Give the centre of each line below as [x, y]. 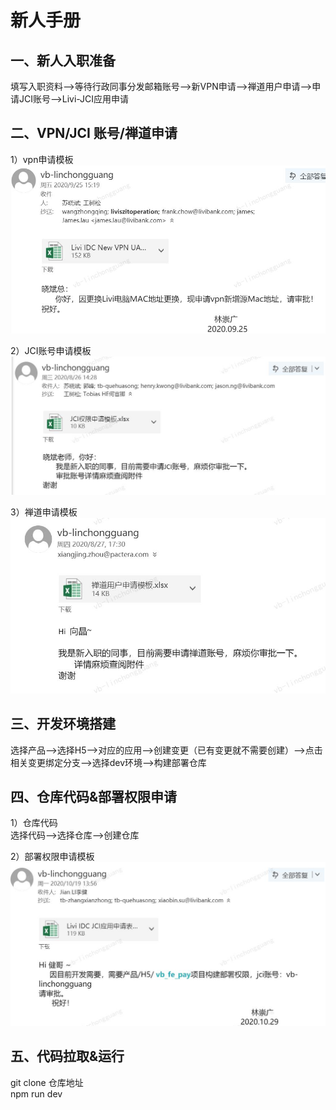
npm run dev [36, 1093]
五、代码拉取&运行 [67, 1056]
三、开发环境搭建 [63, 724]
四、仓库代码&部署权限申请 [94, 796]
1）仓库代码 [34, 823]
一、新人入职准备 [63, 60]
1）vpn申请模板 [42, 159]
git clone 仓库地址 [47, 1082]
